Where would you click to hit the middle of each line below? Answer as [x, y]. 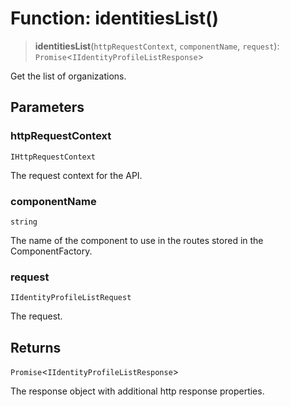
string [24, 222]
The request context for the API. [76, 175]
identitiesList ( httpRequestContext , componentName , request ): [157, 46]
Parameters [47, 107]
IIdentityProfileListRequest [71, 298]
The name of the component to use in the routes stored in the [137, 240]
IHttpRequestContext [53, 157]
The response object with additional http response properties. [137, 391]
